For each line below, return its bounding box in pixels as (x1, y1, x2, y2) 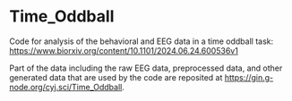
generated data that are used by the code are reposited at (9, 72, 223, 82)
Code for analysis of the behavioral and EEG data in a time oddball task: (9, 36, 274, 46)
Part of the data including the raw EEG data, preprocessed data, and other (9, 63, 283, 73)
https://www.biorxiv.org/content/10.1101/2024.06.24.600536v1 (9, 45, 239, 55)
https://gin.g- (224, 72, 274, 82)
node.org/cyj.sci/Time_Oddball (9, 81, 123, 92)
